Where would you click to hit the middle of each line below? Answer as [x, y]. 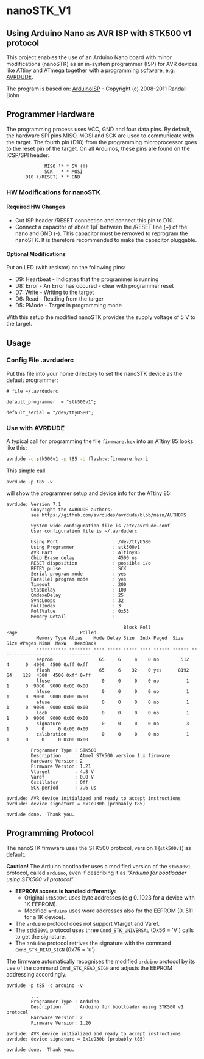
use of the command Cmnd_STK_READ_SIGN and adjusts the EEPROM [89, 968]
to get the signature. [40, 936]
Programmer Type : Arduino [65, 1002]
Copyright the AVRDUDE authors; [72, 510]
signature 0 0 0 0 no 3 [113, 724]
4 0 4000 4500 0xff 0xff [47, 665]
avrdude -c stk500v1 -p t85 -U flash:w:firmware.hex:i [77, 459]
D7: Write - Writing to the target [55, 292]
